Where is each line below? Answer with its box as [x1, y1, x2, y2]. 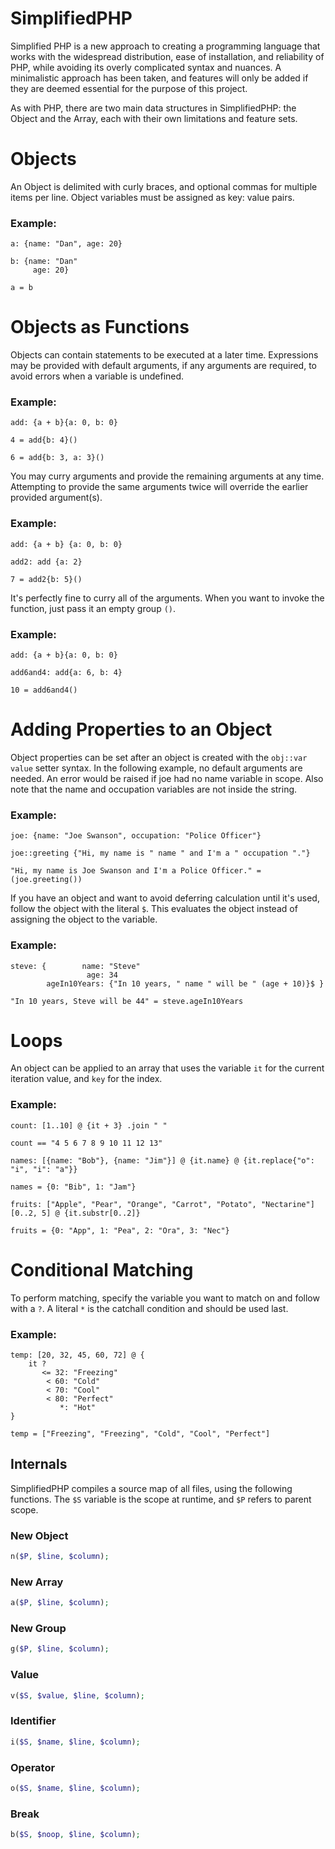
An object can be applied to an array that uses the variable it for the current [10, 1062, 325, 1074]
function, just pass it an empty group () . [10, 602, 177, 614]
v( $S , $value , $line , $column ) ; [10, 1690, 145, 1701]
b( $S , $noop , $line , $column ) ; [10, 1830, 141, 1840]
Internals [10, 1456, 68, 1473]
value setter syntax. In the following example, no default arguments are [10, 762, 303, 774]
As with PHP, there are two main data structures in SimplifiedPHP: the [10, 102, 297, 114]
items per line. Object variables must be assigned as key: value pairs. [10, 191, 295, 203]
